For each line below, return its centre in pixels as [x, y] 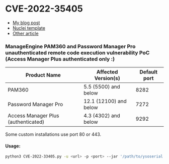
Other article [25, 33]
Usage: [13, 146]
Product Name [43, 75]
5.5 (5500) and [102, 87]
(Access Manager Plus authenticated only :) [60, 59]
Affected [107, 72]
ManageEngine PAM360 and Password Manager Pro [70, 46]
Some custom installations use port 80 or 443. [53, 134]
